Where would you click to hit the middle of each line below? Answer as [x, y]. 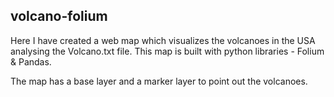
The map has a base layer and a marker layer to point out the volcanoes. [159, 81]
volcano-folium [59, 16]
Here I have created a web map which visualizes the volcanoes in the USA [163, 40]
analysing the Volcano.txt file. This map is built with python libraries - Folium [167, 51]
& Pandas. [31, 61]
